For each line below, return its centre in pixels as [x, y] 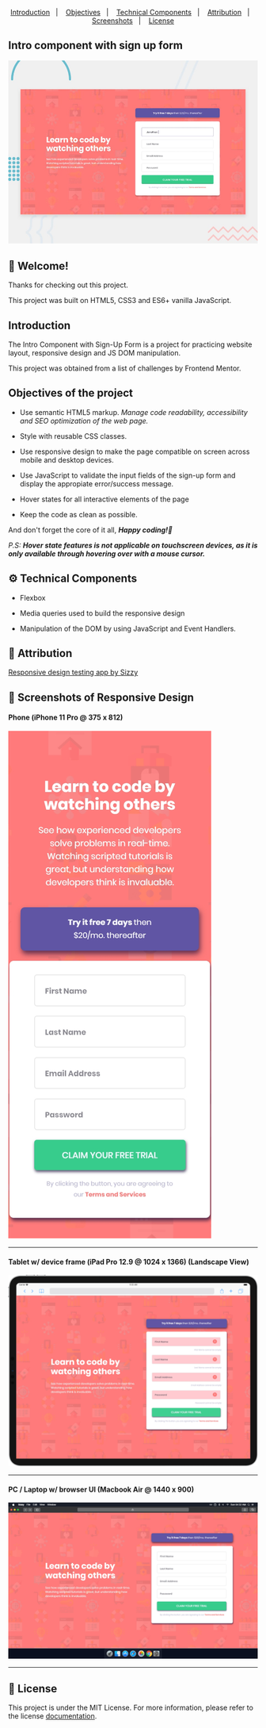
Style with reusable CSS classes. [73, 436]
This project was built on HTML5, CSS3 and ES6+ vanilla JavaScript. [120, 301]
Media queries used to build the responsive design [102, 613]
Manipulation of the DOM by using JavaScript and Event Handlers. [127, 628]
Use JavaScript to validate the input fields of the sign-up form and [127, 475]
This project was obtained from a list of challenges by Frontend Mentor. [125, 368]
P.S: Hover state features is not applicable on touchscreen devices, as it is [133, 545]
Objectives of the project [70, 393]
